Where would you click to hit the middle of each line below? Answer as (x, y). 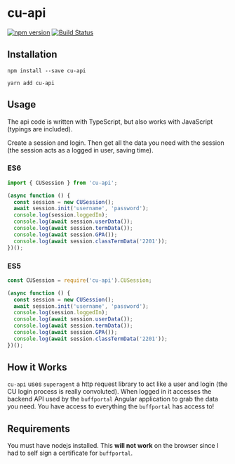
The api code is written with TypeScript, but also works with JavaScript (110, 122)
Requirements (39, 428)
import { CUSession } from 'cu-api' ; (62, 183)
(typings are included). (40, 129)
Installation (32, 54)
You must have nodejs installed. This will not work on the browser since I (113, 446)
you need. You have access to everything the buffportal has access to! (111, 406)
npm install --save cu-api (47, 71)
